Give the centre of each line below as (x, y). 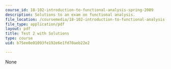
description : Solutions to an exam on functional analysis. (70, 15)
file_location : (21, 19)
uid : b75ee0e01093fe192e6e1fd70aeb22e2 (48, 43)
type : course (19, 39)
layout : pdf (18, 29)
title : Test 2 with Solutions (37, 33)
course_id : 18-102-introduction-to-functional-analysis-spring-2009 (79, 10)
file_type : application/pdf (35, 24)
